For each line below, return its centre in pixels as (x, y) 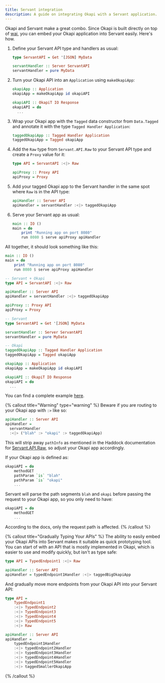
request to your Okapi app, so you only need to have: (59, 499)
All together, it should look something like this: (52, 247)
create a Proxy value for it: (39, 155)
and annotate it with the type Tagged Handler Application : (71, 126)
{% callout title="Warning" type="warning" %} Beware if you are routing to (81, 405)
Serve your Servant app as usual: (46, 215)
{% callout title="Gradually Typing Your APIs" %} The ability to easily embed (82, 536)
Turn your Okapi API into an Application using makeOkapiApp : (73, 80)
